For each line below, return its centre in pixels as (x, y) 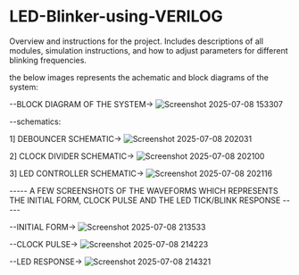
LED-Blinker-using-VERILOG (116, 17)
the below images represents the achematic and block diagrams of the (139, 77)
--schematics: (35, 121)
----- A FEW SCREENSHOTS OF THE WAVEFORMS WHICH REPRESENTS (144, 190)
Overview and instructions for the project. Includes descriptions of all (137, 41)
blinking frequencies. (48, 60)
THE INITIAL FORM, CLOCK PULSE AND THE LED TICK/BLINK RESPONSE (145, 200)
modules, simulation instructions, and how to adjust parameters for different (149, 50)
